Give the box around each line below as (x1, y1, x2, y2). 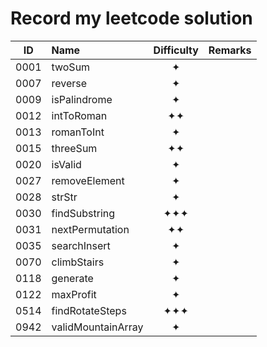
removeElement (51, 173, 125, 187)
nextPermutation (51, 222, 130, 236)
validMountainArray (51, 320, 144, 334)
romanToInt (51, 125, 105, 139)
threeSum (51, 141, 98, 155)
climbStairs (51, 255, 105, 269)
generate (51, 271, 94, 285)
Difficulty (153, 43, 199, 57)
